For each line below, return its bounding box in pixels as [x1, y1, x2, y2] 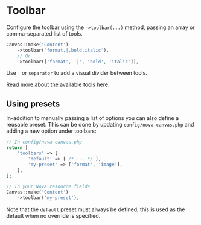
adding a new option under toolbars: [6, 127, 97, 135]
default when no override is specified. [6, 212, 101, 219]
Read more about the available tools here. [6, 81, 110, 88]
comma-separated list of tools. [6, 30, 83, 37]
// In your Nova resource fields [6, 183, 91, 190]
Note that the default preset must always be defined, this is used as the [6, 206, 185, 213]
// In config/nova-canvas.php [6, 139, 83, 145]
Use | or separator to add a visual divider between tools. [6, 69, 148, 77]
